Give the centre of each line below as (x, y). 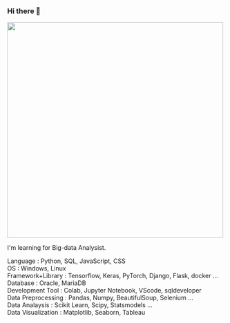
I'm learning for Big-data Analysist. (57, 248)
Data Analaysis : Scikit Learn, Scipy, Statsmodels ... (80, 305)
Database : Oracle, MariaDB (47, 283)
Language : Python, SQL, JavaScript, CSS (66, 261)
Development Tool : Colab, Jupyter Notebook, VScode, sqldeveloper (104, 291)
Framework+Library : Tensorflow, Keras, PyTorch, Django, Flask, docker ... (113, 276)
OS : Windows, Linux (37, 268)
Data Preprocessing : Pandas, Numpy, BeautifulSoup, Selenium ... (100, 298)
